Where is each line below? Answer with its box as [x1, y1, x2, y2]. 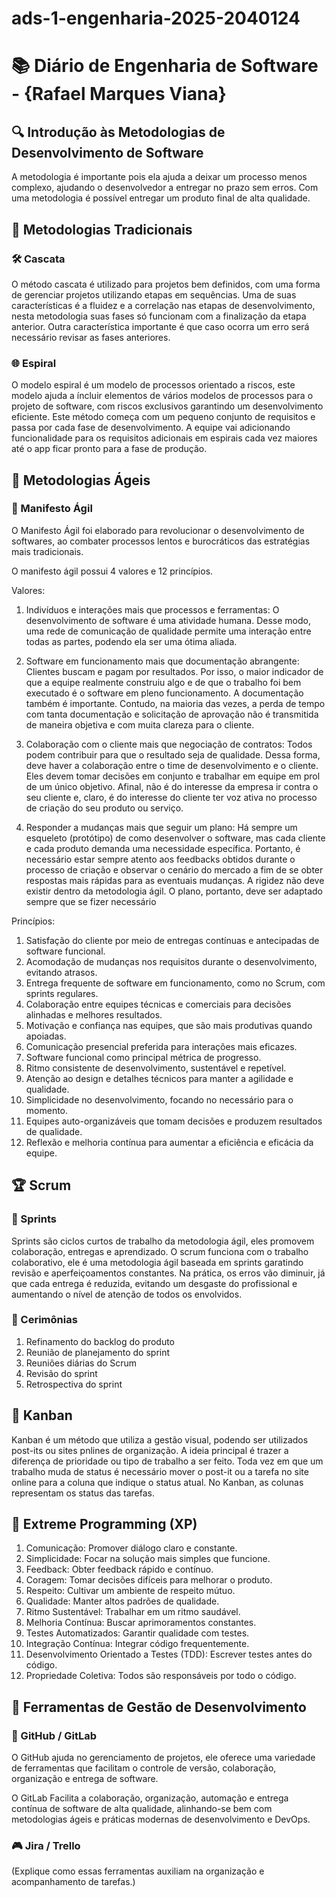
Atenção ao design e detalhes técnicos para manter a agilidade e [25, 1072, 294, 1084]
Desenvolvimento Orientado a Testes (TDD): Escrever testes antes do [25, 1648, 313, 1661]
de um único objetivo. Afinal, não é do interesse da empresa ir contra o [25, 780, 319, 792]
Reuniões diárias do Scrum [25, 1357, 138, 1369]
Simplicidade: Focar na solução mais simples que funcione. [25, 1553, 271, 1565]
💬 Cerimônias [11, 1313, 78, 1327]
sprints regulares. [25, 987, 99, 999]
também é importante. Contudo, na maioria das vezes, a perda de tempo [25, 697, 326, 709]
